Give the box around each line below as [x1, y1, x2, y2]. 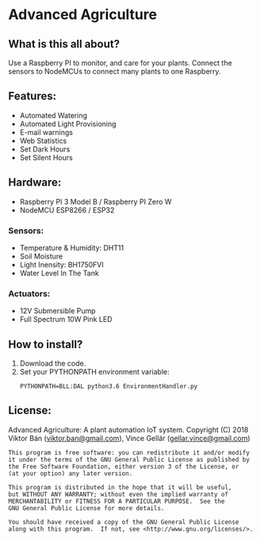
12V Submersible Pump [19, 306, 97, 316]
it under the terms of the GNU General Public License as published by [8, 455, 250, 463]
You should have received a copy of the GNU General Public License [8, 518, 239, 526]
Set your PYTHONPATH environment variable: [19, 367, 170, 377]
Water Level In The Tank [19, 268, 99, 278]
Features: [8, 90, 57, 103]
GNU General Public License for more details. [8, 504, 165, 512]
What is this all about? [8, 37, 120, 51]
